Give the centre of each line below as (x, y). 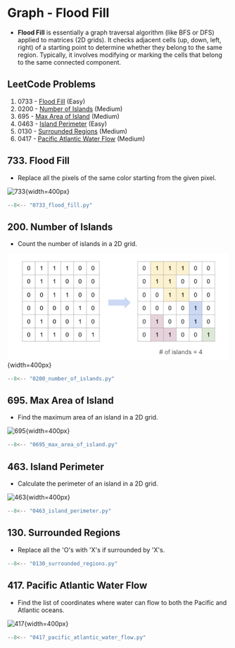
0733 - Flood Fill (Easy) (51, 101)
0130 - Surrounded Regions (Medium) (72, 131)
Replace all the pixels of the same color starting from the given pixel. (117, 178)
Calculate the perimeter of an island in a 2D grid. (88, 484)
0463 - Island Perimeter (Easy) (62, 124)
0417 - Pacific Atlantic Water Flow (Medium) (81, 138)
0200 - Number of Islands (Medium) (70, 109)
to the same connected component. (69, 62)
